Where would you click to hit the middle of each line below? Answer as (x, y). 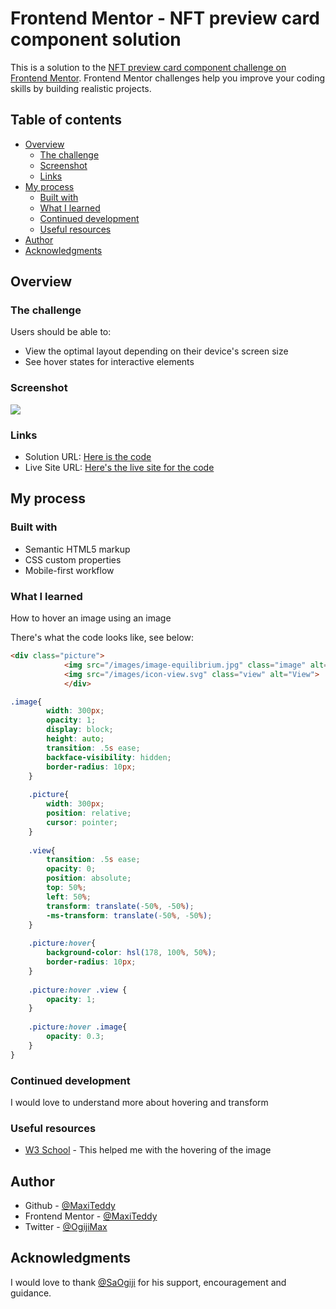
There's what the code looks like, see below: (102, 638)
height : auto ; (75, 739)
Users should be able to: (61, 332)
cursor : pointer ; (82, 822)
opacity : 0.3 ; (75, 1037)
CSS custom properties (73, 559)
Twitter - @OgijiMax (66, 1227)
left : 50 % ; (69, 897)
